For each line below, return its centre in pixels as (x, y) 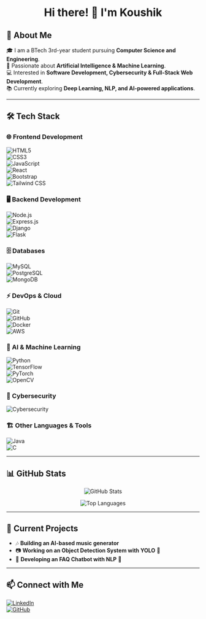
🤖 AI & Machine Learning (44, 347)
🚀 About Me (29, 35)
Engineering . (23, 59)
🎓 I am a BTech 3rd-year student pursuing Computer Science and (91, 50)
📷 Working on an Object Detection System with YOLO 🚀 (88, 551)
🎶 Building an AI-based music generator (67, 543)
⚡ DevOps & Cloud (34, 296)
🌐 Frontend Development (44, 137)
